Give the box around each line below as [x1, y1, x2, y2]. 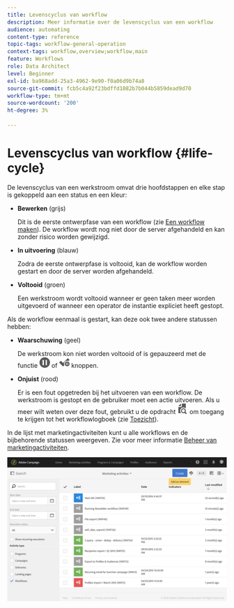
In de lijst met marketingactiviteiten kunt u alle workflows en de [7, 428, 188, 436]
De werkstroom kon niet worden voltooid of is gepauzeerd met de [17, 349, 207, 357]
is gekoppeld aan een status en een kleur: [7, 191, 127, 199]
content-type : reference [7, 34, 79, 40]
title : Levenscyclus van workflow [7, 11, 108, 18]
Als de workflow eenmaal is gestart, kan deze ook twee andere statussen [7, 315, 217, 323]
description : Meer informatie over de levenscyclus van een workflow [7, 18, 214, 26]
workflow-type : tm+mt [7, 92, 70, 99]
